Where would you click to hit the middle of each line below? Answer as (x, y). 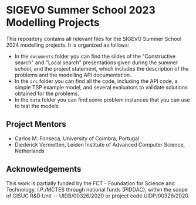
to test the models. (37, 106)
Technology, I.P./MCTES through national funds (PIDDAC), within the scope (97, 189)
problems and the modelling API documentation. (73, 75)
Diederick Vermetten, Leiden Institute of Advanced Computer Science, (100, 144)
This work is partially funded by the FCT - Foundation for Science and (90, 183)
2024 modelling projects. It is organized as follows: (68, 45)
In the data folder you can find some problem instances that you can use (102, 99)
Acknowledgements (44, 169)
